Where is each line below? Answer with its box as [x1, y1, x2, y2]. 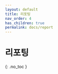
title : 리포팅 [5, 12, 31, 16]
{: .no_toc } [5, 64, 27, 70]
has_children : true [5, 20, 45, 26]
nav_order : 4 [5, 16, 32, 21]
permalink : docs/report [5, 25, 54, 30]
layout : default [5, 7, 38, 12]
